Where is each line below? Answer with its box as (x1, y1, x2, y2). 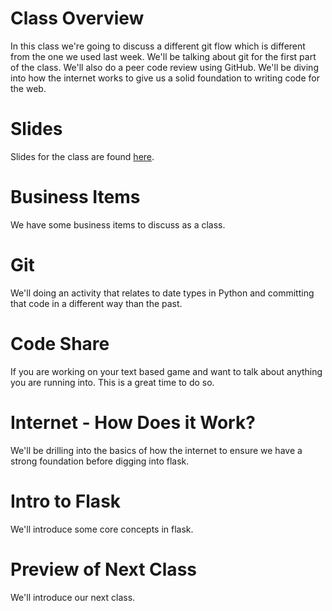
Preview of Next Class (10, 558, 197, 581)
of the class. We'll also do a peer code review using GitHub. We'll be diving (10, 61, 319, 73)
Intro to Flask (10, 490, 122, 512)
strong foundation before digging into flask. (10, 455, 190, 467)
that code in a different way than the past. (10, 297, 183, 309)
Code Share (10, 332, 110, 355)
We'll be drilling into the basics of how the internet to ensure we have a (10, 444, 303, 456)
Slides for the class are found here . (10, 150, 155, 162)
